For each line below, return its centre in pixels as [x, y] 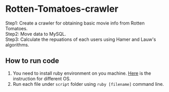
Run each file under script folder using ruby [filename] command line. [88, 84]
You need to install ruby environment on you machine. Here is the [82, 73]
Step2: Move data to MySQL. [36, 34]
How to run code [32, 61]
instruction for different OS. [42, 78]
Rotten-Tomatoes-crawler [62, 9]
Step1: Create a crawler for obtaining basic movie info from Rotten [75, 23]
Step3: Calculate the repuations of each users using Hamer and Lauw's [81, 39]
